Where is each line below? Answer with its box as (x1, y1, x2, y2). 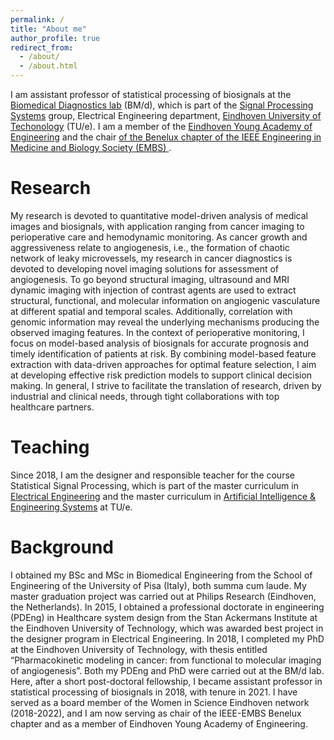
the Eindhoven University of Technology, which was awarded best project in (10, 622, 324, 634)
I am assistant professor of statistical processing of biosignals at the (10, 89, 292, 100)
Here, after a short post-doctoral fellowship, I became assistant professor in (10, 675, 323, 687)
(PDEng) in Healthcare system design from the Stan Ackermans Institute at (10, 611, 318, 623)
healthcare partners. (10, 401, 95, 413)
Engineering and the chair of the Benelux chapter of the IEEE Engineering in (10, 131, 322, 143)
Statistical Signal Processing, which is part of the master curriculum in (10, 479, 299, 491)
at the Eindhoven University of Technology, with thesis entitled (10, 643, 268, 655)
